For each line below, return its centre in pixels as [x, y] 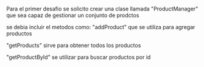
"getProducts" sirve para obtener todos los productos [74, 45]
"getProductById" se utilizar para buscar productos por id [79, 57]
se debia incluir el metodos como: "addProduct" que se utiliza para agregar [101, 27]
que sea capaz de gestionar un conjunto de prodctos [73, 15]
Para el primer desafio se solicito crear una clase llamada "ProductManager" [102, 9]
